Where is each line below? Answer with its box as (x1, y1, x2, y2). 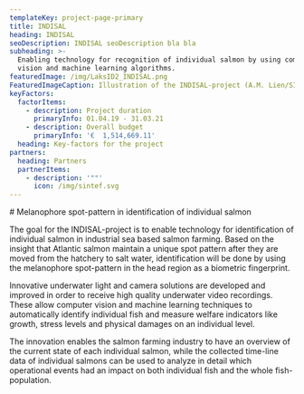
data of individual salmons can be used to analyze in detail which (9, 355, 252, 367)
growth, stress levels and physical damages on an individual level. (9, 319, 255, 330)
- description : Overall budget (25, 123, 144, 132)
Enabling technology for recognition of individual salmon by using (17, 55, 281, 64)
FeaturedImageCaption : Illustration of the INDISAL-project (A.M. (9, 81, 265, 90)
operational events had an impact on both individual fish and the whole (9, 365, 273, 376)
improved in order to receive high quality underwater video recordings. (9, 290, 273, 301)
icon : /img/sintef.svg (33, 182, 119, 191)
